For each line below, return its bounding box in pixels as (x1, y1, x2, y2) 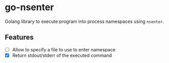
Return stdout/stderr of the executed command (12, 52, 112, 58)
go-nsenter (5, 2, 54, 13)
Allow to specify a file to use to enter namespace (12, 46, 116, 52)
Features (5, 33, 34, 42)
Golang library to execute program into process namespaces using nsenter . (5, 18, 164, 24)
